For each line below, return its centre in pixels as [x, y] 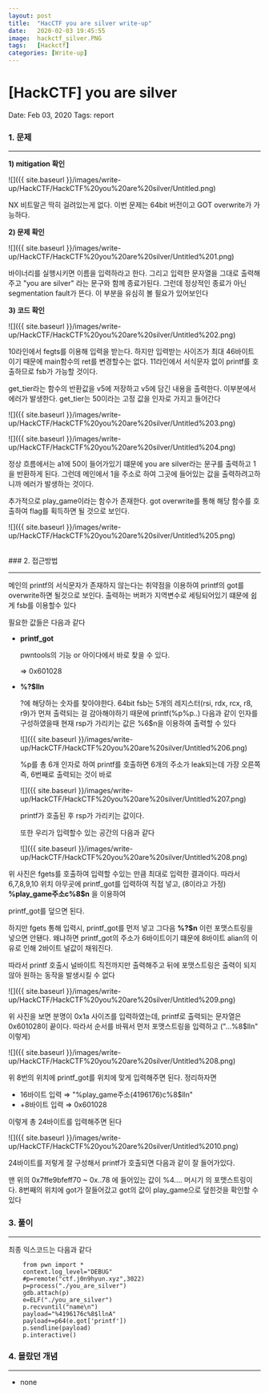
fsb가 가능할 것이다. [67, 372]
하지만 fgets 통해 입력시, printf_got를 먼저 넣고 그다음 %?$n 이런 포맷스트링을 [131, 928]
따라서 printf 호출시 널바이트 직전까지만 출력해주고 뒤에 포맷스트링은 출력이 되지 [132, 965]
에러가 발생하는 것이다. [58, 484]
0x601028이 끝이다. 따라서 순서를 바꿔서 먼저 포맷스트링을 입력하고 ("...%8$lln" [133, 1026]
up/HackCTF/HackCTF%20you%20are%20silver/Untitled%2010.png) [123, 1147]
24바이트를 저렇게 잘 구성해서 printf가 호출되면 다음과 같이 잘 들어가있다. [122, 1163]
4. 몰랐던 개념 [33, 1356]
